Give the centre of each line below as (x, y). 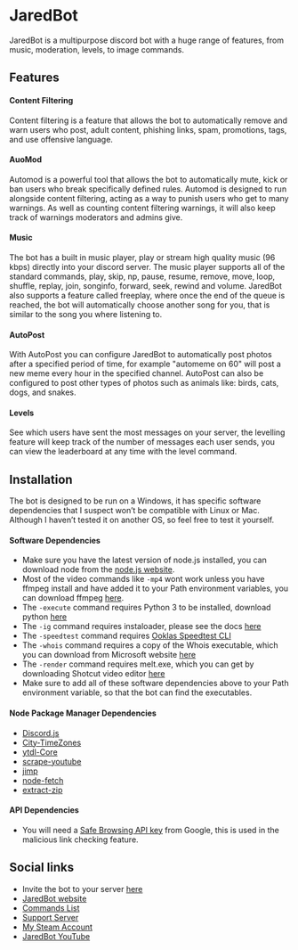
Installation (41, 479)
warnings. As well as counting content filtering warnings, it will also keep (142, 208)
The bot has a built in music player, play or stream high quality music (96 (142, 257)
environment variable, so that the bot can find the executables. (137, 692)
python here (44, 617)
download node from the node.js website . (98, 569)
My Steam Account (57, 927)
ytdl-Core (40, 752)
